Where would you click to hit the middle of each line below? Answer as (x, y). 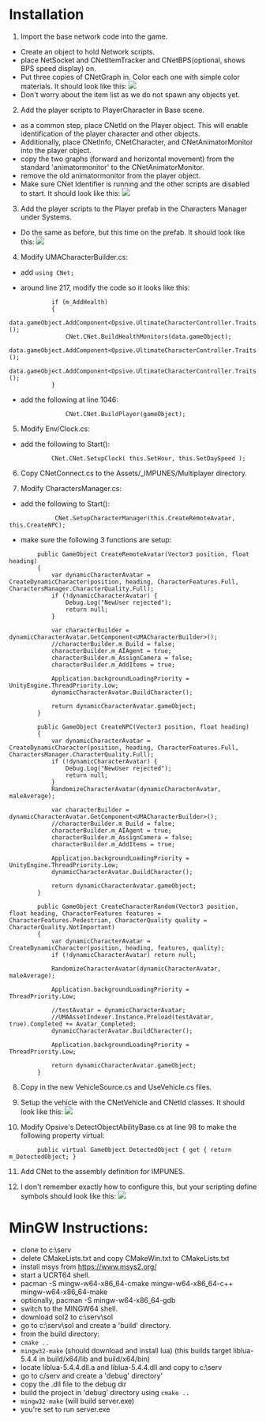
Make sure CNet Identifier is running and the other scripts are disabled (135, 184)
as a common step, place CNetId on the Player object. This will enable (134, 125)
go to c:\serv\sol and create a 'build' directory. (96, 1325)
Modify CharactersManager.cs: (71, 488)
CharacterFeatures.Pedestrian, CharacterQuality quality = (108, 920)
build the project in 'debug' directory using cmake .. (105, 1392)
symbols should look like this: (68, 1196)
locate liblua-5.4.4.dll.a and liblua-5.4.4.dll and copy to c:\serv (121, 1367)
